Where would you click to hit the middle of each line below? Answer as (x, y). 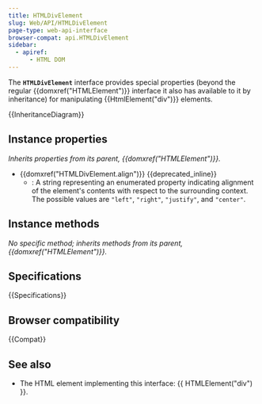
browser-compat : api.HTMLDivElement (68, 38)
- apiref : (31, 52)
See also (30, 364)
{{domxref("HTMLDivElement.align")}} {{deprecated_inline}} (118, 173)
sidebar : (23, 45)
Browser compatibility (64, 320)
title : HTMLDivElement (46, 15)
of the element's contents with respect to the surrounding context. (140, 190)
